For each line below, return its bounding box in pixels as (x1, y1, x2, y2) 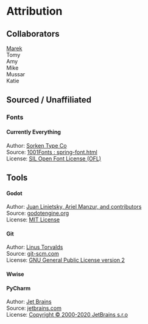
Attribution (6, 4, 63, 18)
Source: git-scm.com (6, 250, 59, 257)
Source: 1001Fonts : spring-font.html (6, 148, 97, 156)
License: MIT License (6, 216, 60, 223)
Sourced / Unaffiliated (6, 95, 92, 105)
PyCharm (6, 284, 31, 292)
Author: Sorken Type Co (6, 142, 67, 149)
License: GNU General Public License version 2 (6, 256, 125, 264)
